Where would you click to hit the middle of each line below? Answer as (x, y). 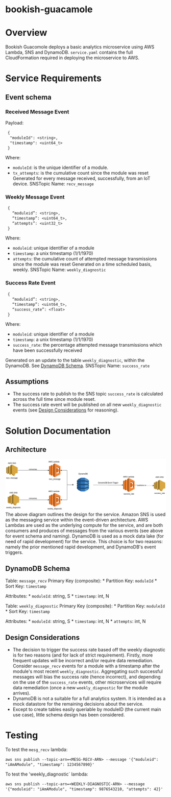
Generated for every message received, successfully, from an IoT (81, 178)
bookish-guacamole (49, 9)
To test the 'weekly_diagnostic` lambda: (47, 774)
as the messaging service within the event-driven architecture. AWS (77, 520)
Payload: (15, 123)
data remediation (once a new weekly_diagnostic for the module (80, 687)
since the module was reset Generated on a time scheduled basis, (82, 264)
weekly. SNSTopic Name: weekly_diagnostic (59, 270)
